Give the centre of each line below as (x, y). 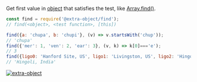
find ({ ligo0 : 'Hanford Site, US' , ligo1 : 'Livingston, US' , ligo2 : (90, 57)
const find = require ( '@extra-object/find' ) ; (62, 19)
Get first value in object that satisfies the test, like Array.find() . (81, 8)
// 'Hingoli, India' (31, 62)
